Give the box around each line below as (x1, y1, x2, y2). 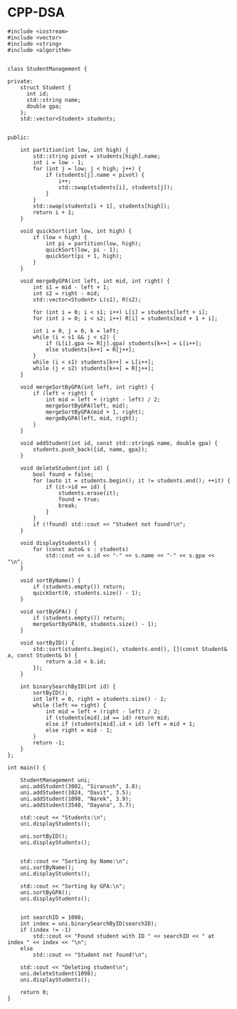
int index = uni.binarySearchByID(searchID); (20, 920, 158, 927)
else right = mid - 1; (45, 727, 113, 734)
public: (7, 133, 31, 141)
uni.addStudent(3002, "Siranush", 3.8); (20, 782, 142, 790)
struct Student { (20, 83, 72, 91)
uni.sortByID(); (20, 832, 69, 840)
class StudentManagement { (7, 65, 88, 72)
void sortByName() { (20, 577, 81, 584)
